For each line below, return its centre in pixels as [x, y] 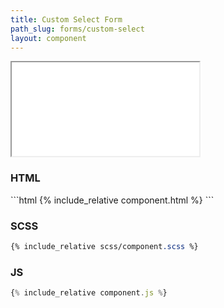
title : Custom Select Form [66, 19]
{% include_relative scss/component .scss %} [104, 246]
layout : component [48, 38]
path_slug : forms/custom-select [77, 29]
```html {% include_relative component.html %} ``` [112, 200]
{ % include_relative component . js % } [89, 293]
